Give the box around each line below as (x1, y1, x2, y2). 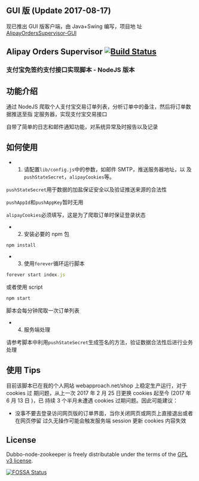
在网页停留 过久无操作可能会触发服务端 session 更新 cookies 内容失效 (14, 417, 186, 424)
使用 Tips (6, 365, 41, 375)
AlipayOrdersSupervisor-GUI (6, 29, 77, 36)
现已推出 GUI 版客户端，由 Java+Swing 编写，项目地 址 (6, 23, 142, 30)
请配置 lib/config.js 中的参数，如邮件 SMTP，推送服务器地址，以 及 (23, 166, 192, 173)
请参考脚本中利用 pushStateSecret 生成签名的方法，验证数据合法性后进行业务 (6, 338, 193, 345)
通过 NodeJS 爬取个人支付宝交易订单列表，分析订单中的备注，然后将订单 (6, 103, 186, 110)
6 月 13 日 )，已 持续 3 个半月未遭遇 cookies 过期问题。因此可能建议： (6, 397, 178, 405)
